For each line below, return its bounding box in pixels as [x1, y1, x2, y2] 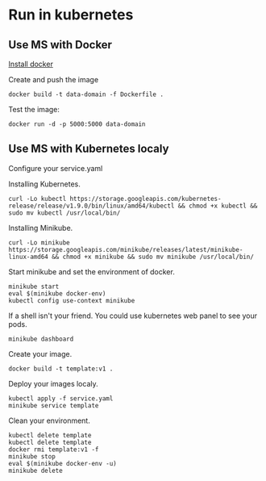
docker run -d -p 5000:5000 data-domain [8, 120, 147, 128]
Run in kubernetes [8, 6, 134, 24]
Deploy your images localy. [8, 379, 98, 388]
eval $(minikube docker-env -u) [8, 459, 117, 467]
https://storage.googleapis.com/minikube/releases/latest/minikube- [8, 245, 243, 253]
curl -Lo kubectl [8, 194, 67, 203]
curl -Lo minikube [8, 238, 70, 247]
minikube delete [8, 466, 63, 475]
